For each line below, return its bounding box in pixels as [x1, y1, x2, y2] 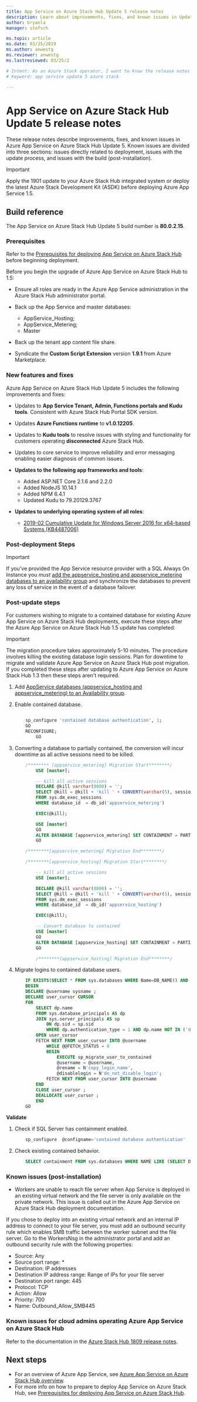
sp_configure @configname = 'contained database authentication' [25, 1137, 186, 1143]
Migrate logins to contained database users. [14, 966, 121, 973]
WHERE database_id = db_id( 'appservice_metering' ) [36, 800, 165, 806]
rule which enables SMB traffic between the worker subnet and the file [6, 1229, 177, 1236]
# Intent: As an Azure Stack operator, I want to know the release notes [6, 68, 191, 74]
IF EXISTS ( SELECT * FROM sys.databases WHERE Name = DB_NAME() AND [25, 978, 189, 983]
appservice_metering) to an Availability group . [14, 690, 126, 697]
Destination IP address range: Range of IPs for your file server [14, 1271, 165, 1279]
